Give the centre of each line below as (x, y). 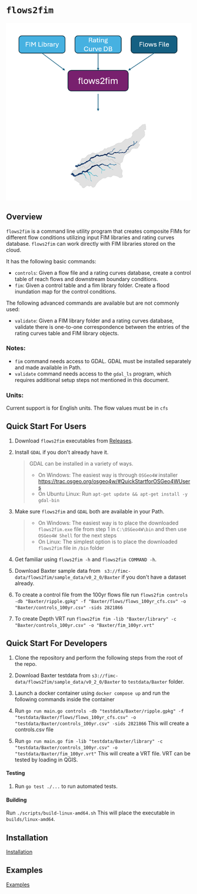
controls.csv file (34, 729)
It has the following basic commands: (51, 261)
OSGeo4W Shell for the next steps (77, 535)
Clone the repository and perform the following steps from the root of (99, 658)
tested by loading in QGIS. (46, 760)
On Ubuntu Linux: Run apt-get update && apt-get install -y (113, 494)
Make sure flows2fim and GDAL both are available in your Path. (89, 511)
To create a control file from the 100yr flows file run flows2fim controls (101, 595)
